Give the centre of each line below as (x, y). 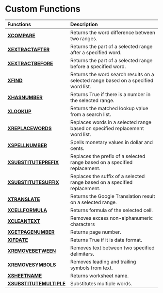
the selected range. (92, 100)
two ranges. (84, 38)
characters (82, 224)
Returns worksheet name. (99, 276)
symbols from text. (91, 268)
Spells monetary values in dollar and (111, 142)
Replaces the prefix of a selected (108, 156)
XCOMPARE (21, 35)
